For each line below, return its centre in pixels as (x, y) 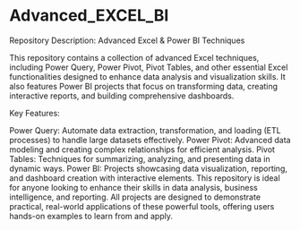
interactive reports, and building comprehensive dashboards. (122, 96)
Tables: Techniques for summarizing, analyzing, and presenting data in (140, 158)
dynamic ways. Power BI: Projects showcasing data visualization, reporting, (149, 168)
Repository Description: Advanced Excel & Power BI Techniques (127, 40)
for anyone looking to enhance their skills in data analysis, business (133, 187)
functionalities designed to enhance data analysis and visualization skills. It (148, 76)
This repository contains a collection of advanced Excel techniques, (134, 57)
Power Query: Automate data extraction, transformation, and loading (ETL (145, 130)
